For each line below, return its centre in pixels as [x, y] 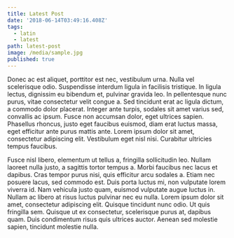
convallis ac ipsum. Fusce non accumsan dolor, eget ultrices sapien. [106, 116]
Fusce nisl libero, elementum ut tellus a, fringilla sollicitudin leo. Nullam [109, 160]
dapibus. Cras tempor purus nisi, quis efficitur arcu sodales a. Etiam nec [111, 174]
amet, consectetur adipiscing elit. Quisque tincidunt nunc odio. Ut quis [109, 204]
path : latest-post [34, 46]
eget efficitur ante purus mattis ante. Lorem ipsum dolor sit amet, [101, 131]
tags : [15, 27]
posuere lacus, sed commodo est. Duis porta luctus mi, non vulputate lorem [117, 182]
